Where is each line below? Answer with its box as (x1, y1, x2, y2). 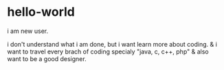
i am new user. (7, 27, 49, 35)
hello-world (7, 4, 76, 20)
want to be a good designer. (7, 54, 87, 62)
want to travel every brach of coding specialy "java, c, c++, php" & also (7, 47, 209, 56)
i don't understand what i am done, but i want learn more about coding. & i (7, 40, 218, 48)
